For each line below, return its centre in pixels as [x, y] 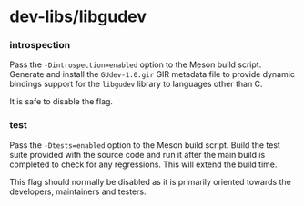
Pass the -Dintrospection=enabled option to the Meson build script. [136, 64]
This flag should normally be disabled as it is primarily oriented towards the [150, 181]
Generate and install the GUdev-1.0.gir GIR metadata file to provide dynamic [152, 74]
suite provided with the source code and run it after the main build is [137, 154]
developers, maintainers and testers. [78, 191]
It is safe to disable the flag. [61, 102]
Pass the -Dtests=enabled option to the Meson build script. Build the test [145, 145]
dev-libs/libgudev [78, 17]
